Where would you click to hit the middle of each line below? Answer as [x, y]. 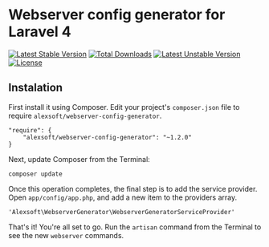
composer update [35, 174]
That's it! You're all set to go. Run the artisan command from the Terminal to [135, 227]
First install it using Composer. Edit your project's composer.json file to [124, 107]
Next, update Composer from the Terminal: [79, 159]
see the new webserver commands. [66, 235]
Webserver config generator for [117, 15]
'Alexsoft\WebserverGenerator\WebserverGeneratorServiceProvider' [122, 212]
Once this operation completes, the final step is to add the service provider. [133, 188]
